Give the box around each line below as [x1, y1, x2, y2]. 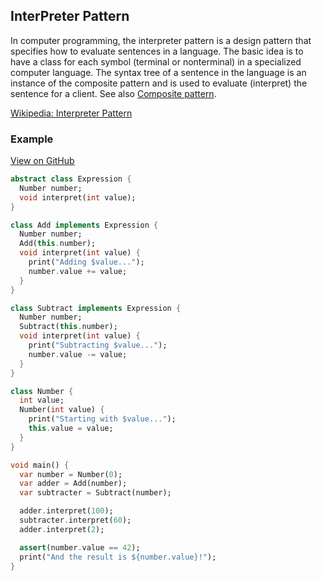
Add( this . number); [19, 239, 97, 249]
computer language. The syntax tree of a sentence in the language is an [10, 66, 307, 78]
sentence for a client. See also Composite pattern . [10, 87, 217, 99]
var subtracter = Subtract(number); [19, 488, 172, 498]
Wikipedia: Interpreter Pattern [10, 107, 133, 119]
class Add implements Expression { [10, 220, 159, 230]
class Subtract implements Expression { [10, 303, 182, 313]
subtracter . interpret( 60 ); [19, 515, 132, 526]
